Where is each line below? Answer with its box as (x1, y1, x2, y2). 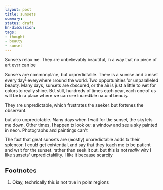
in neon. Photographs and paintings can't (5, 127, 88, 133)
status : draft (5, 20, 34, 26)
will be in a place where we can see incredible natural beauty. (5, 93, 129, 99)
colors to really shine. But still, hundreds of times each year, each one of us (5, 88, 156, 94)
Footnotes (5, 166, 36, 174)
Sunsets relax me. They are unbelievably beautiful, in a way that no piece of (5, 57, 157, 62)
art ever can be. (5, 62, 37, 68)
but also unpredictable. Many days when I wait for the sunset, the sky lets (5, 117, 153, 123)
